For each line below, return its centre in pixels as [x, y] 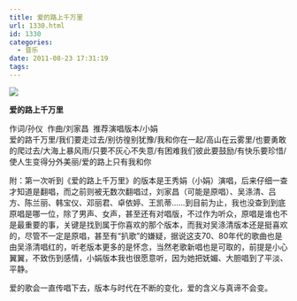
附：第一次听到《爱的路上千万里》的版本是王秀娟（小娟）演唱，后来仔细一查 [148, 180]
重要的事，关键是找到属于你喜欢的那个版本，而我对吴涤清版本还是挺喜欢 [156, 224]
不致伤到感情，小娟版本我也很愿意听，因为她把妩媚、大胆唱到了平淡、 [160, 258]
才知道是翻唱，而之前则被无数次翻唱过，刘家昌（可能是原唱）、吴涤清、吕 [143, 191]
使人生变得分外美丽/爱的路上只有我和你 [80, 161]
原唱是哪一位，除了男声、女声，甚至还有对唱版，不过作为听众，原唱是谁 [141, 213]
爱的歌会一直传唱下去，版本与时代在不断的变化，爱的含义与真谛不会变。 [141, 288]
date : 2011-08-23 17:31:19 [59, 58]
